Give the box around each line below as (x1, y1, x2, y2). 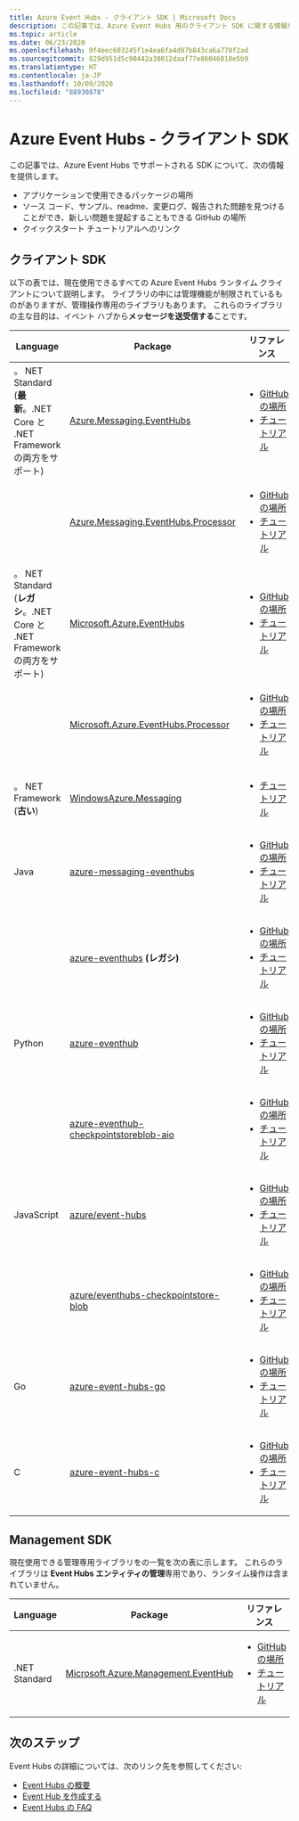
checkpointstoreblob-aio (69, 1128, 175, 1141)
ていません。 (16, 1579, 64, 1590)
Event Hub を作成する (21, 1791, 102, 1801)
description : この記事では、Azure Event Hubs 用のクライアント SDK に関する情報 (9, 21, 287, 30)
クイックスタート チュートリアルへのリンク (21, 224, 181, 234)
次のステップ (9, 1735, 80, 1751)
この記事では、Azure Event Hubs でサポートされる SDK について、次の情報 (9, 160, 285, 170)
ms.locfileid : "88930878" (9, 87, 105, 96)
